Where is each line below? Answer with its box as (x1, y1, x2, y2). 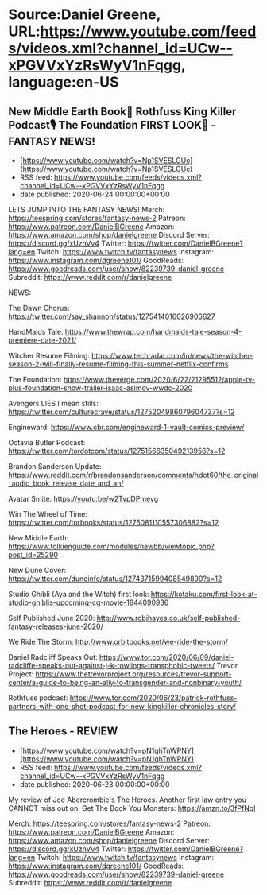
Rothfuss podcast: (8, 693, 68, 703)
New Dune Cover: (8, 566, 67, 575)
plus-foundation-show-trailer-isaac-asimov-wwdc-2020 (8, 383, 193, 393)
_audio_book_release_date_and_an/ (8, 478, 125, 488)
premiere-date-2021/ (8, 335, 77, 345)
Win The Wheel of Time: (8, 509, 87, 518)
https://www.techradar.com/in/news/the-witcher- (91, 351, 253, 360)
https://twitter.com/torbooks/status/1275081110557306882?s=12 (8, 518, 219, 527)
